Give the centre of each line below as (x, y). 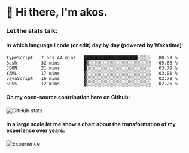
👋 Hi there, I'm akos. (57, 12)
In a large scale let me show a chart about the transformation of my (91, 124)
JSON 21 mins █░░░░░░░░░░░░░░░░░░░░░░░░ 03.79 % (92, 68)
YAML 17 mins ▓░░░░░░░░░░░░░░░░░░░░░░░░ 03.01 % (92, 74)
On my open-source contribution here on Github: (68, 97)
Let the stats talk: (32, 31)
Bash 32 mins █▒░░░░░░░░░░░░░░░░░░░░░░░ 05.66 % (92, 63)
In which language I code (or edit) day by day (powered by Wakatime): (95, 45)
